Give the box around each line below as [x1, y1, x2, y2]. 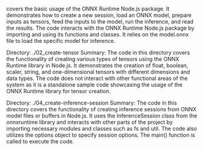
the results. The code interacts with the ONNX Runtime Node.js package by [6, 24, 195, 31]
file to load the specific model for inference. [6, 37, 116, 44]
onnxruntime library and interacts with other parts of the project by [6, 119, 173, 126]
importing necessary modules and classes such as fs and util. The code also [6, 125, 197, 132]
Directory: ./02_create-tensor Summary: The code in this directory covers [6, 49, 190, 56]
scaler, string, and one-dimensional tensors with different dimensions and [6, 68, 190, 75]
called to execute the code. [6, 138, 75, 145]
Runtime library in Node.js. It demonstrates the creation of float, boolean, [6, 62, 188, 69]
